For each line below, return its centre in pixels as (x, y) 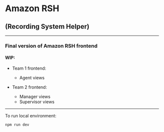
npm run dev (17, 125)
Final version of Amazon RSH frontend (51, 46)
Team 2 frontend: (30, 87)
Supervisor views (37, 102)
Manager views (35, 97)
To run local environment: (31, 116)
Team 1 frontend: (29, 68)
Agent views (32, 78)
